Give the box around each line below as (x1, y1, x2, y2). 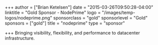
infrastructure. (5, 35, 35, 41)
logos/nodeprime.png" (5, 15, 52, 20)
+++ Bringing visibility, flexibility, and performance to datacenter (5, 30, 140, 35)
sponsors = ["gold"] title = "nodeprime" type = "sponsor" (5, 20, 125, 26)
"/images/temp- (101, 9, 136, 15)
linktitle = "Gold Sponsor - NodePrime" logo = (5, 9, 101, 15)
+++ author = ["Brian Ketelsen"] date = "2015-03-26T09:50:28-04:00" (5, 4, 153, 10)
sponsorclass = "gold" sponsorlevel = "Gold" (53, 15, 148, 20)
